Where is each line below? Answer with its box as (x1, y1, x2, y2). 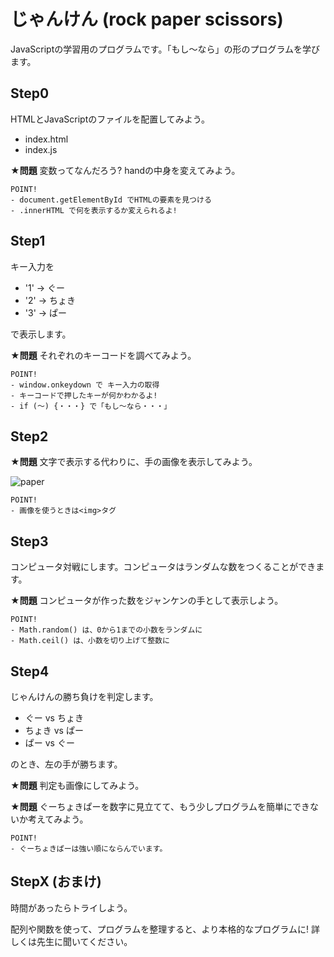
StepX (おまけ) (10, 873, 102, 890)
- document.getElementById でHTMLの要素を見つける (10, 195, 212, 205)
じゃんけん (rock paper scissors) (10, 8, 284, 31)
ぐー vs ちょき (24, 712, 84, 724)
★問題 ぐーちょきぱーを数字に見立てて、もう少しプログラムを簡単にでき (10, 801, 311, 812)
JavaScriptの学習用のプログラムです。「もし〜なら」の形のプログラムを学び (10, 43, 320, 55)
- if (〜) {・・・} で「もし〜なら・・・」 (10, 401, 172, 411)
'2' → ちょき (24, 294, 76, 306)
